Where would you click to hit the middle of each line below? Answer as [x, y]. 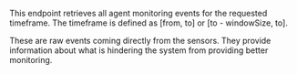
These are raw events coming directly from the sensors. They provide [140, 41]
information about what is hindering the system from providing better [139, 50]
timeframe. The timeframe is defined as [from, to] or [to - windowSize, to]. [149, 23]
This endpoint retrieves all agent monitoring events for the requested [138, 13]
